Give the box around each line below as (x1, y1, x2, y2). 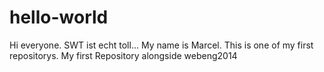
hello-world (9, 6, 109, 29)
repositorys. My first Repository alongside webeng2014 (9, 49, 238, 61)
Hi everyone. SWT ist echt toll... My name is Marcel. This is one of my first (9, 39, 314, 51)
